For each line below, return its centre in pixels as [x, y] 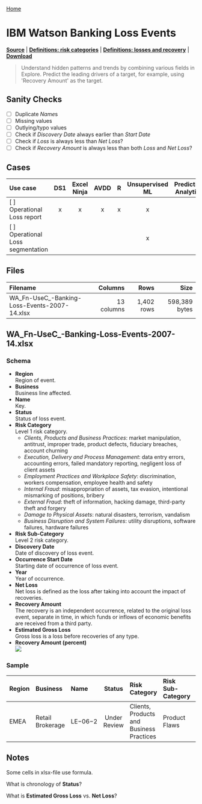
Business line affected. [43, 393]
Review [114, 725]
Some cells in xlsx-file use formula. [50, 772]
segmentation [29, 249]
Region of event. [35, 380]
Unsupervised [148, 184]
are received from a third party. [54, 623]
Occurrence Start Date [44, 559]
